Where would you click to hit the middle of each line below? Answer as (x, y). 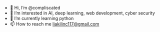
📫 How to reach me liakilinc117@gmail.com (54, 24)
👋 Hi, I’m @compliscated (35, 8)
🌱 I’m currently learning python (42, 18)
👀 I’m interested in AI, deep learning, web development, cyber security (82, 13)
